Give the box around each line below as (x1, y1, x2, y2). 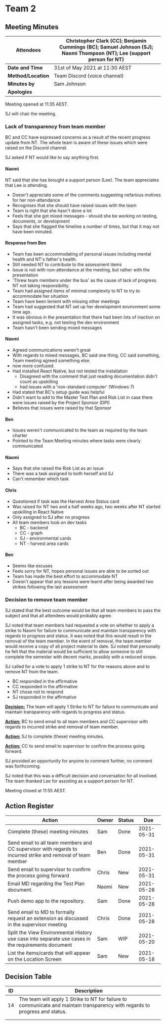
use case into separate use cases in (7, 935, 91, 942)
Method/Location (7, 72, 49, 79)
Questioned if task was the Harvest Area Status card (12, 498, 120, 504)
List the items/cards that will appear (7, 949, 90, 956)
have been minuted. (12, 228, 53, 234)
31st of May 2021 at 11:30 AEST (54, 64, 132, 71)
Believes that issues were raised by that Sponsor (12, 405, 112, 411)
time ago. (12, 309, 32, 315)
